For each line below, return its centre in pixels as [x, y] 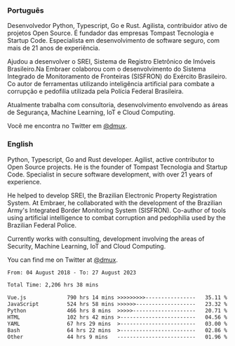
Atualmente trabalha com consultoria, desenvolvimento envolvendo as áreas [118, 105]
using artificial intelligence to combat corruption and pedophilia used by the [116, 217]
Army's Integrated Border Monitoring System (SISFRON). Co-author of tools [117, 210]
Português [26, 11]
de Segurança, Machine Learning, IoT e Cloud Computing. [91, 112]
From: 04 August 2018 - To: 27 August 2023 [72, 272]
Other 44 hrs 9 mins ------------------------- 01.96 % [117, 337]
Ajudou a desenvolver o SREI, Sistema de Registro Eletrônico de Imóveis [112, 62]
